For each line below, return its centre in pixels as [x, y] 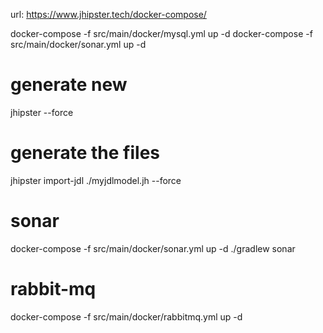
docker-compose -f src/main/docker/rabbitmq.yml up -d [126, 316]
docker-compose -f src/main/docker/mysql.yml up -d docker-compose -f [161, 33]
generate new [69, 85]
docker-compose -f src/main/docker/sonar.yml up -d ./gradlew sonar [153, 248]
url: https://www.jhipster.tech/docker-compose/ [108, 14]
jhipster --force [42, 112]
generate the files [85, 153]
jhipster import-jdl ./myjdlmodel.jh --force [96, 180]
